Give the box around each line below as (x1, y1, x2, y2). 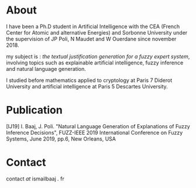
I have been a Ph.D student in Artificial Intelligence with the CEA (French (6, 23, 180, 30)
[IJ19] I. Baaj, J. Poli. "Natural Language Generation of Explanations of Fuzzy (6, 122, 190, 129)
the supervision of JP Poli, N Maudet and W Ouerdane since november (6, 35, 177, 42)
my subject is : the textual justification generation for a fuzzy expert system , (6, 53, 190, 60)
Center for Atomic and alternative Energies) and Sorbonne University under (6, 29, 188, 36)
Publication (6, 104, 63, 117)
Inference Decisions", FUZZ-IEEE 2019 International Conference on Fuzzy (6, 129, 183, 136)
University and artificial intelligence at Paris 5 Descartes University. (6, 83, 168, 90)
